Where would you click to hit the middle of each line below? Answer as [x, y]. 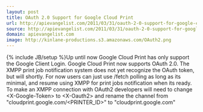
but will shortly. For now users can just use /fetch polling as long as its [94, 77]
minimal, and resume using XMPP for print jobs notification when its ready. [99, 83]
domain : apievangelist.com [40, 35]
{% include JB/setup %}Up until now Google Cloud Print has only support [98, 57]
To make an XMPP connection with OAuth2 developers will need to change [99, 89]
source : [16, 29]
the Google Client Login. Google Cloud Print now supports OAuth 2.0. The [98, 64]
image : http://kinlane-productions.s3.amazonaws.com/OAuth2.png [89, 40]
